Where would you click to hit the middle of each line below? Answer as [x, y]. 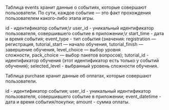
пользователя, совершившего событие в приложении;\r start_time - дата [85, 33]
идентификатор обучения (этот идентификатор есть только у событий [82, 60]
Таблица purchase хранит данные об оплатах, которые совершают [78, 76]
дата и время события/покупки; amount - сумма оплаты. [67, 102]
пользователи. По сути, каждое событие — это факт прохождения [78, 13]
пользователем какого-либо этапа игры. [50, 18]
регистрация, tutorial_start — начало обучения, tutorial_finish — [74, 44]
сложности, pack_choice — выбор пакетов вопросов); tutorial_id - [77, 55]
